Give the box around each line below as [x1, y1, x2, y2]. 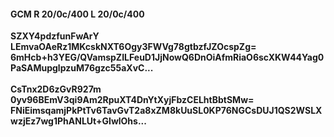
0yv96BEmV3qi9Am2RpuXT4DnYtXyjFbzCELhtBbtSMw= [10, 94, 255, 106]
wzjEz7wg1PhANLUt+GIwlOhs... [10, 115, 147, 127]
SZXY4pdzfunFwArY [10, 30, 100, 42]
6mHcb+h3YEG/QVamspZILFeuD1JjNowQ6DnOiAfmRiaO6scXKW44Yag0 [10, 51, 325, 64]
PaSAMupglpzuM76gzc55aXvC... [10, 62, 154, 74]
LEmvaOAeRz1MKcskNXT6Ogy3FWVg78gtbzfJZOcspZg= [10, 41, 257, 53]
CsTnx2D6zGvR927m [10, 83, 102, 95]
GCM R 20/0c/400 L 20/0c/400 [10, 8, 145, 20]
